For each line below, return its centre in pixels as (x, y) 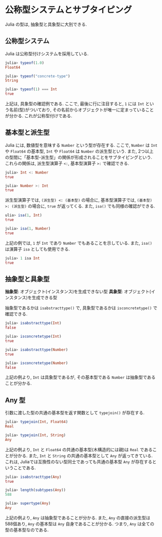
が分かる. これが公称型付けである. (39, 116)
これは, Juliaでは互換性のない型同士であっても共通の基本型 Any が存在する (79, 461)
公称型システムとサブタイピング (68, 10)
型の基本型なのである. (27, 530)
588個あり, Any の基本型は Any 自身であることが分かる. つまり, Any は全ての (80, 523)
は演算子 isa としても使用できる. (37, 249)
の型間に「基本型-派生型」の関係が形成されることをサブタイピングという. (79, 157)
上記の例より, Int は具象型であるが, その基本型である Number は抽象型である (80, 377)
